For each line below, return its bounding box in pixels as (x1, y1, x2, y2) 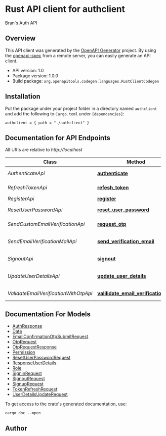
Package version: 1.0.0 (12, 73, 58, 79)
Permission (12, 349, 36, 355)
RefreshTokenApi (7, 184, 47, 191)
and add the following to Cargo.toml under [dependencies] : (5, 110, 124, 117)
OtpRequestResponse (12, 344, 57, 350)
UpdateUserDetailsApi (7, 273, 60, 280)
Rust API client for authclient (5, 3, 125, 15)
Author (5, 424, 27, 433)
